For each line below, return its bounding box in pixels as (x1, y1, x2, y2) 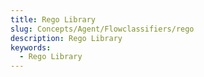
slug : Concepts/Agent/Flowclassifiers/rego (10, 24, 195, 34)
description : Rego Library (10, 33, 123, 43)
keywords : (10, 42, 52, 53)
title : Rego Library (10, 14, 97, 25)
